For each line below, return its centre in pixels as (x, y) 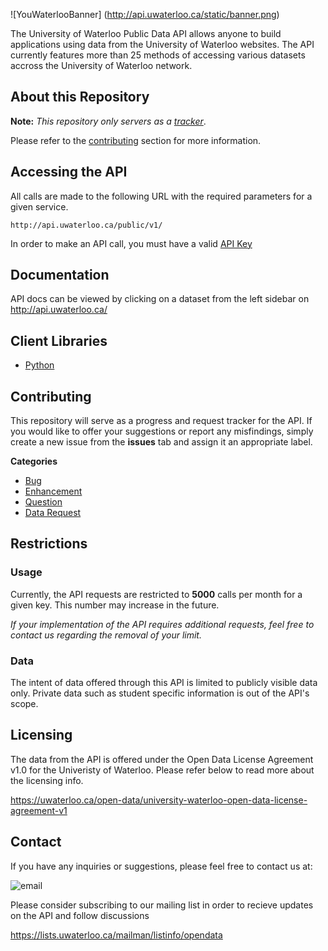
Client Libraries (59, 340)
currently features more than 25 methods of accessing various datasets (158, 55)
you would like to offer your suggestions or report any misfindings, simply (162, 431)
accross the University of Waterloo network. (101, 65)
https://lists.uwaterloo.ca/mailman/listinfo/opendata (116, 935)
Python (39, 365)
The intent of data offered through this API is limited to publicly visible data (164, 683)
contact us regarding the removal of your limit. (106, 635)
